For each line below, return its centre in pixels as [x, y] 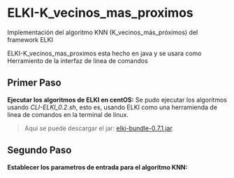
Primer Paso [34, 83]
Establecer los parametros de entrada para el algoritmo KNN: [97, 167]
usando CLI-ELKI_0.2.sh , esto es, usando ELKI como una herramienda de [112, 107]
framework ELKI [30, 39]
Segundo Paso [39, 150]
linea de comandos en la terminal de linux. [68, 114]
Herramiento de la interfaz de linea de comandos [78, 60]
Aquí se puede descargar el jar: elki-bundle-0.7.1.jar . [99, 128]
